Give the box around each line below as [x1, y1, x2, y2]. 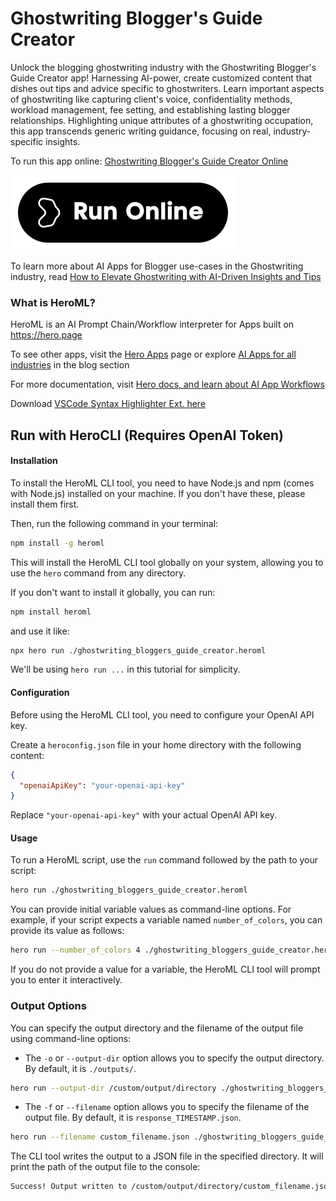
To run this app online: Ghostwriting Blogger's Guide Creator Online [10, 155, 289, 167]
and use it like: [10, 625, 70, 637]
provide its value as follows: [10, 925, 125, 937]
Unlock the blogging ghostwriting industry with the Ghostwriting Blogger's [10, 61, 317, 73]
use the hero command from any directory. [10, 567, 187, 579]
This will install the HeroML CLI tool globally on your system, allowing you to [10, 556, 324, 568]
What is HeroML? [10, 295, 96, 309]
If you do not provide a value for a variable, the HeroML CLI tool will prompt [10, 963, 321, 976]
